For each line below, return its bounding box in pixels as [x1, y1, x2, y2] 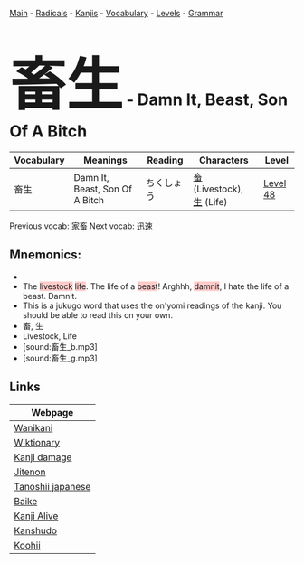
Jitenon [14, 465, 46, 478]
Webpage [31, 406, 74, 418]
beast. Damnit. [22, 290, 77, 301]
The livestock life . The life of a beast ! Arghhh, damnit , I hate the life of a [22, 280, 290, 292]
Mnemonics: [9, 248, 82, 263]
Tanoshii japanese [14, 480, 91, 493]
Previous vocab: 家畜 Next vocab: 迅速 [9, 221, 153, 231]
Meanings [82, 154, 128, 166]
